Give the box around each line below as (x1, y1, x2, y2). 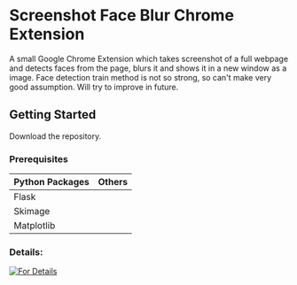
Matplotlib (13, 220, 56, 232)
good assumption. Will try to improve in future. (9, 81, 179, 92)
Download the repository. (9, 130, 102, 142)
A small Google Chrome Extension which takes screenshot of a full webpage (9, 53, 289, 64)
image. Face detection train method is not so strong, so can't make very (9, 72, 272, 82)
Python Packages (13, 176, 90, 189)
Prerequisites (9, 152, 68, 165)
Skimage (13, 205, 51, 218)
